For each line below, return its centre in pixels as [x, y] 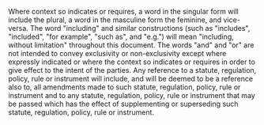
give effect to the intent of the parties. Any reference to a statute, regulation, [132, 70]
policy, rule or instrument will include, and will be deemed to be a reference [131, 79]
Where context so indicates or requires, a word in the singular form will [124, 11]
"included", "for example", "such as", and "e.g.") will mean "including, [121, 36]
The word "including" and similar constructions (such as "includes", [140, 28]
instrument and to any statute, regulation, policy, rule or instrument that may [132, 95]
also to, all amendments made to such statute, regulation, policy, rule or [124, 87]
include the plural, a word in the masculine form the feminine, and [115, 20]
